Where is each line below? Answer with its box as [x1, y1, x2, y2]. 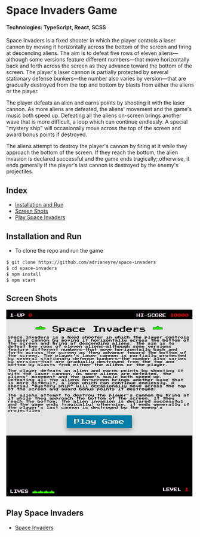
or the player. [6, 88, 39, 95]
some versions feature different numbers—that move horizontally [29, 56, 190, 63]
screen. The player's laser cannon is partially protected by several [6, 69, 169, 76]
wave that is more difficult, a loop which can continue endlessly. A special [6, 118, 188, 125]
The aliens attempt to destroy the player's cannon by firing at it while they [6, 143, 187, 150]
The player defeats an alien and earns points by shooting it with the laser [6, 99, 185, 106]
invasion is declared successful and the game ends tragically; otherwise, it [6, 155, 190, 162]
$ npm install [6, 271, 42, 278]
